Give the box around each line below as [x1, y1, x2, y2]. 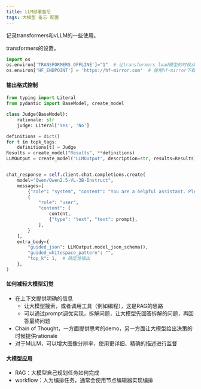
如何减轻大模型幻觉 [6, 280, 54, 288]
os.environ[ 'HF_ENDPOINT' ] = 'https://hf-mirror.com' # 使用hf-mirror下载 [6, 67, 196, 74]
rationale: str [17, 116, 55, 123]
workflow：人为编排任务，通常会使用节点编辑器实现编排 [14, 376, 154, 384]
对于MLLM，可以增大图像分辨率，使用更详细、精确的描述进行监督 [14, 340, 178, 347]
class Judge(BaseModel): [6, 112, 68, 118]
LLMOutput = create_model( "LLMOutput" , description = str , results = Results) [6, 155, 197, 162]
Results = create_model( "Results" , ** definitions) [6, 150, 135, 156]
